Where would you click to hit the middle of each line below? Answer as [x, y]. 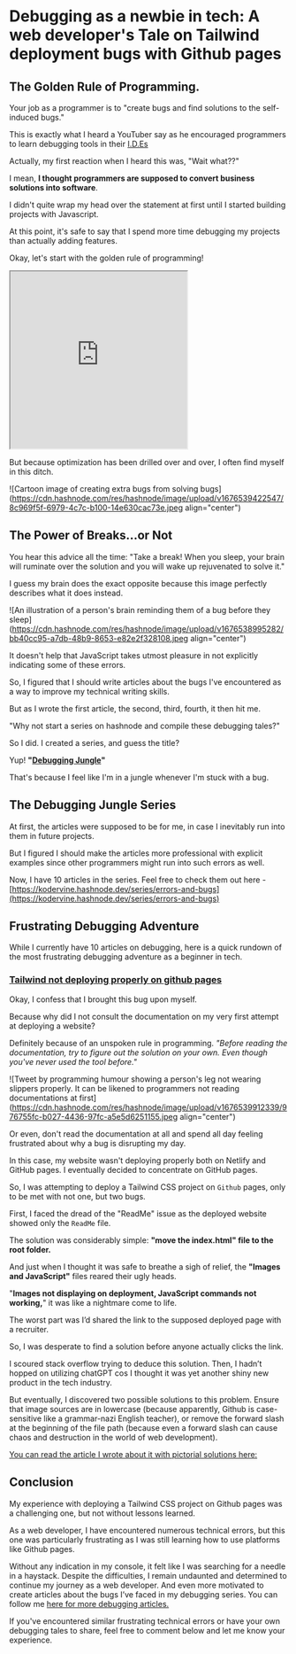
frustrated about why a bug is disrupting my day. [98, 1143]
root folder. [30, 1249]
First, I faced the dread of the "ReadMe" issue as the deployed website [138, 1213]
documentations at [43, 1098]
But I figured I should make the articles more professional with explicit [136, 853]
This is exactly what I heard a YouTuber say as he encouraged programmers [148, 134]
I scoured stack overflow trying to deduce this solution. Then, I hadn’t [136, 1363]
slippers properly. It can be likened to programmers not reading [125, 1088]
